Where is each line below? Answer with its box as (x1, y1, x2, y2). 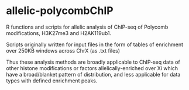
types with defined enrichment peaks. (6, 77, 98, 84)
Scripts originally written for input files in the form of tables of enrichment (6, 41, 183, 48)
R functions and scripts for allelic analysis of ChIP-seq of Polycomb (6, 23, 169, 30)
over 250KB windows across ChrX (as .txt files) (6, 47, 121, 54)
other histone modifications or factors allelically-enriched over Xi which (6, 64, 178, 71)
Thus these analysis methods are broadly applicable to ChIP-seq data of (6, 58, 180, 65)
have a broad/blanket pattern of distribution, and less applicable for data (6, 71, 181, 78)
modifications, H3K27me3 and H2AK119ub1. (6, 29, 112, 36)
